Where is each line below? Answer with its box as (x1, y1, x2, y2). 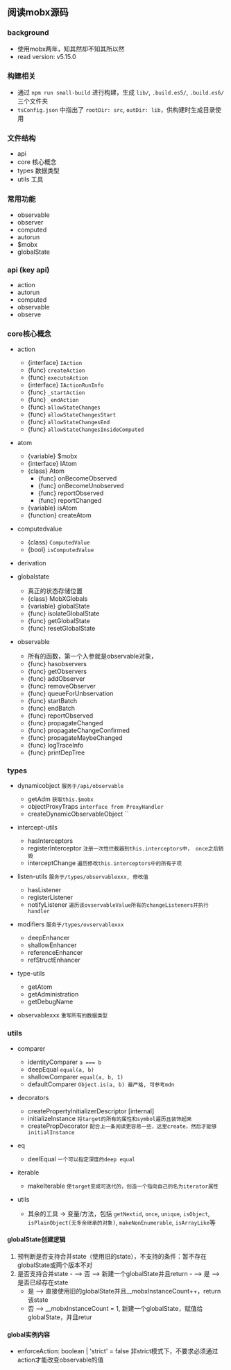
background (7, 28, 50, 38)
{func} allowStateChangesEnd (27, 418, 110, 426)
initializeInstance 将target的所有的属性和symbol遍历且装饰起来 (27, 1114, 192, 1122)
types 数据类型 (17, 166, 60, 175)
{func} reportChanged (37, 497, 102, 505)
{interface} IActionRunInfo (27, 381, 104, 389)
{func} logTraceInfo (27, 741, 84, 750)
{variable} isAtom (27, 503, 78, 513)
